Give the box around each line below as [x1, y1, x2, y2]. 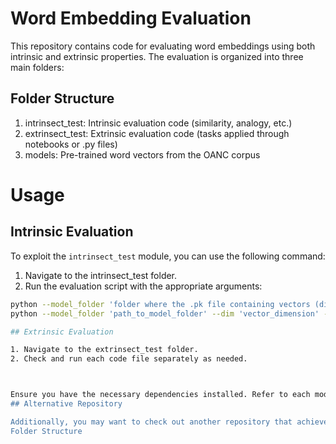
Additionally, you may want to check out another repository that [10, 417, 293, 427]
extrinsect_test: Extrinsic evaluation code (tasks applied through [24, 127, 290, 139]
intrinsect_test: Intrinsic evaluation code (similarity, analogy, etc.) [24, 117, 293, 129]
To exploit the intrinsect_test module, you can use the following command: [10, 250, 326, 262]
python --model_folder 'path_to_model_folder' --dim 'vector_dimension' [10, 308, 320, 319]
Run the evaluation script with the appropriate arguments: [24, 280, 263, 292]
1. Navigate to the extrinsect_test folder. [10, 345, 199, 355]
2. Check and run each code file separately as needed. [10, 354, 248, 364]
